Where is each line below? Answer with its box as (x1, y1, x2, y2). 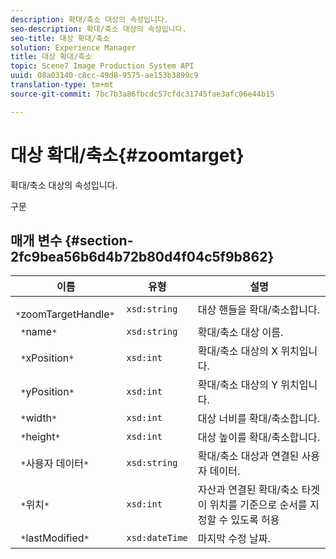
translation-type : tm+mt (10, 80, 114, 90)
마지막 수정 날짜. (197, 532, 271, 546)
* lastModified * (20, 531, 90, 545)
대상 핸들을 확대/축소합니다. (197, 303, 321, 317)
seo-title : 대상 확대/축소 (10, 33, 110, 43)
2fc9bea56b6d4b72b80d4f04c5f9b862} (10, 248, 275, 265)
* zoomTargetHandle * (15, 307, 115, 321)
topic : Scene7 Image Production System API (10, 61, 195, 71)
